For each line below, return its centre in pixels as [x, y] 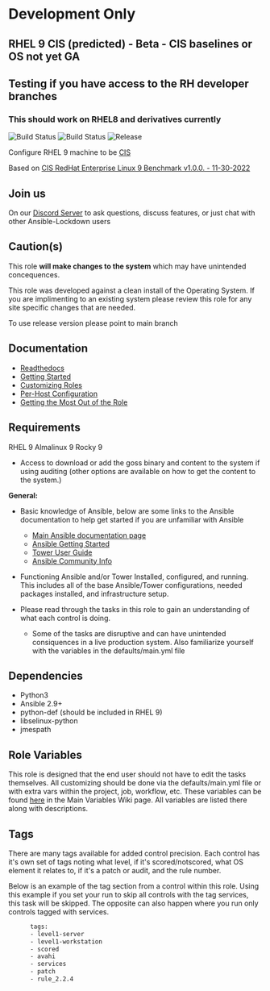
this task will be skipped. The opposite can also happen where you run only [134, 903]
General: [23, 495]
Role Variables [45, 755]
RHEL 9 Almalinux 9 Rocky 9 [56, 447]
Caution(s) [35, 247]
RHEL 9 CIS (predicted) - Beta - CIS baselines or [130, 44]
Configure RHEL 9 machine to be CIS [70, 152]
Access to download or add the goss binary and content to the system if [140, 462]
